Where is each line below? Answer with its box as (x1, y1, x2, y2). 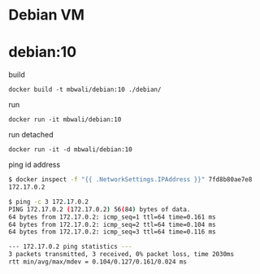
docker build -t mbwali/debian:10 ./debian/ (8, 85, 162, 94)
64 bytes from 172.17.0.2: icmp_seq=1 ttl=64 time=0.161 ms (8, 213, 217, 221)
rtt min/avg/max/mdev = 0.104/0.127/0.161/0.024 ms (8, 258, 187, 266)
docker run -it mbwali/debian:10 (8, 115, 122, 124)
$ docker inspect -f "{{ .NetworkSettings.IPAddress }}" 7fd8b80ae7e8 (8, 176, 253, 184)
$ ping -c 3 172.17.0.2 (8, 198, 89, 206)
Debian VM (8, 6, 85, 24)
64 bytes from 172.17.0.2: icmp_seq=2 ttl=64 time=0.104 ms (8, 220, 217, 228)
